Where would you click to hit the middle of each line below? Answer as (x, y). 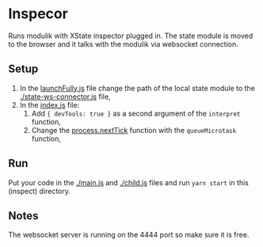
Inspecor (38, 14)
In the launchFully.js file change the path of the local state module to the (137, 88)
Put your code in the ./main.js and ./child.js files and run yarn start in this (129, 182)
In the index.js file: (50, 104)
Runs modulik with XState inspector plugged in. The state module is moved (131, 36)
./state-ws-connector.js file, (65, 97)
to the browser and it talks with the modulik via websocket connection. (124, 44)
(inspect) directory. (40, 191)
